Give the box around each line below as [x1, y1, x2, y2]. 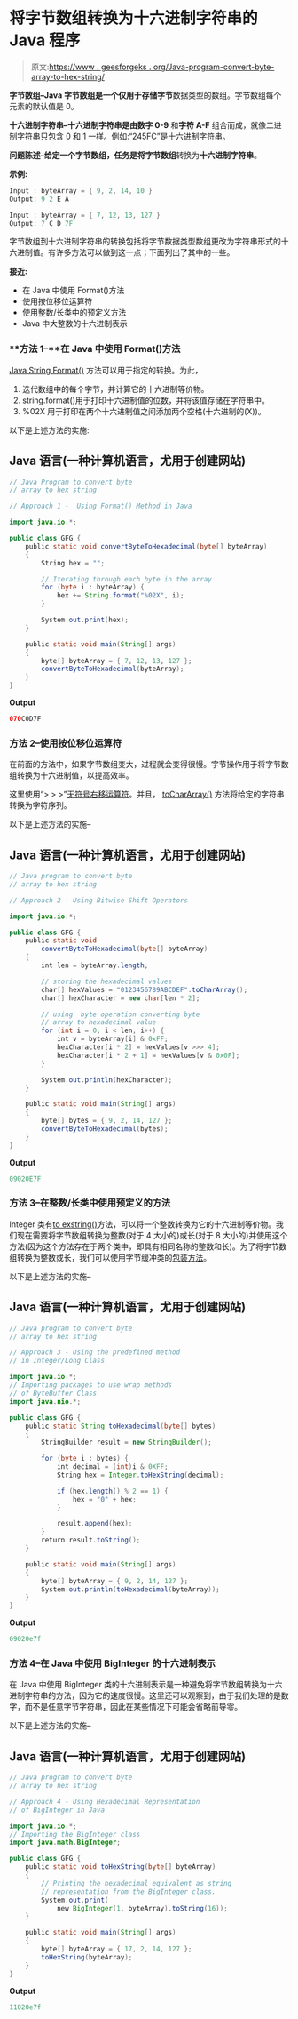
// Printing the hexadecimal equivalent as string [41, 1879, 232, 1887]
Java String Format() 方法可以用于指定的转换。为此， [9, 365, 203, 375]
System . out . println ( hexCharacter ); [41, 1075, 173, 1085]
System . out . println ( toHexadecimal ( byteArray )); [41, 1584, 220, 1594]
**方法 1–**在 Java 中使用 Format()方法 [9, 343, 181, 356]
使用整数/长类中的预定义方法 [21, 308, 127, 318]
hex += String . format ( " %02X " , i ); [56, 591, 184, 600]
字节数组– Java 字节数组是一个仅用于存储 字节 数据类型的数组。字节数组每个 [9, 90, 282, 100]
